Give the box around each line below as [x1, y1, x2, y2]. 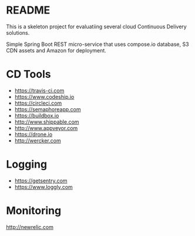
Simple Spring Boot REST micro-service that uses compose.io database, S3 [6, 41, 189, 48]
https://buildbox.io [14, 112, 59, 119]
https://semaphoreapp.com [14, 105, 81, 112]
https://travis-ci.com [14, 87, 65, 94]
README [6, 4, 51, 17]
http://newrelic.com [6, 223, 54, 230]
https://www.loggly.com [14, 183, 73, 190]
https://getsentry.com [14, 177, 68, 184]
